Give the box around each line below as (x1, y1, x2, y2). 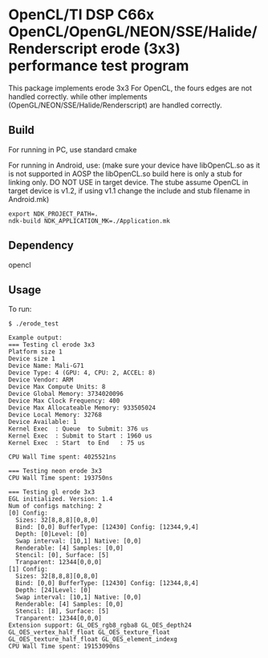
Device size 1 (8, 355, 56, 363)
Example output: (8, 334, 63, 342)
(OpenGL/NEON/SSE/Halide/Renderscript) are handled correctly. (8, 100, 222, 110)
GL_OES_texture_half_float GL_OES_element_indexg (8, 636, 178, 644)
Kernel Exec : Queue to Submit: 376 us (8, 425, 149, 434)
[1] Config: (8, 565, 48, 574)
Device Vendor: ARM (8, 376, 74, 384)
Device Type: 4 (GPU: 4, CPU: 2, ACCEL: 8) (8, 369, 156, 377)
